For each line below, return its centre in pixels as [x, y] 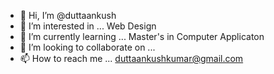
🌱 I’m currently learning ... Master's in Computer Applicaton [142, 36]
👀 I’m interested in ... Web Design [88, 26]
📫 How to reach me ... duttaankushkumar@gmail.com [131, 58]
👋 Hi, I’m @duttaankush [68, 15]
